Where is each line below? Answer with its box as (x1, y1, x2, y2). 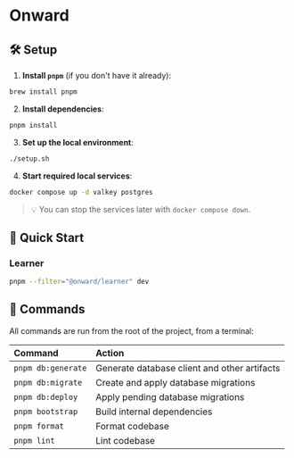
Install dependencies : (21, 104, 104, 114)
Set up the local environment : (21, 137, 134, 147)
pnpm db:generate (13, 362, 87, 373)
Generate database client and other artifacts (94, 362, 281, 374)
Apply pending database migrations (94, 390, 245, 403)
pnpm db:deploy (13, 392, 78, 402)
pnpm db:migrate (13, 377, 83, 387)
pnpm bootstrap (13, 406, 78, 416)
